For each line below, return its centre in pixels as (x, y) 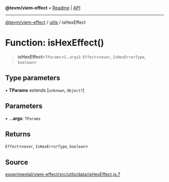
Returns (18, 134)
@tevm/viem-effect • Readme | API (43, 8)
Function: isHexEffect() (55, 43)
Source (17, 162)
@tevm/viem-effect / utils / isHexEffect (46, 22)
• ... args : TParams (23, 118)
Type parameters (33, 78)
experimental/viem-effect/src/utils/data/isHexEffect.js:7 (63, 174)
